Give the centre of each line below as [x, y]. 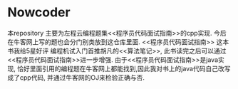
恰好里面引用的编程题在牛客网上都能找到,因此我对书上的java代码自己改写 [124, 68]
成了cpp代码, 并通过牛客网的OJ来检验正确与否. [76, 77]
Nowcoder [39, 12]
